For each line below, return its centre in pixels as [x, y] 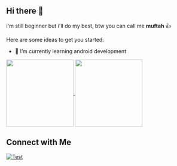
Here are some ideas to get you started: [55, 39]
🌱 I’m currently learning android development [71, 51]
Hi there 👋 [25, 11]
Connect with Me [39, 142]
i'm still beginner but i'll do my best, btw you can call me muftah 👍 [89, 26]
